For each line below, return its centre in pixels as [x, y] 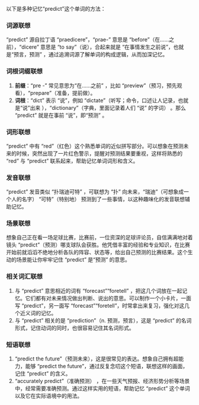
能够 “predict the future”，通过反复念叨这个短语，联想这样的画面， [107, 366]
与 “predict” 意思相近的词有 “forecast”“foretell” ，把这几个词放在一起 [98, 290]
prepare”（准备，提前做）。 [63, 93]
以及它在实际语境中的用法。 [49, 396]
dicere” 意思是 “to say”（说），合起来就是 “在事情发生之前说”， [97, 47]
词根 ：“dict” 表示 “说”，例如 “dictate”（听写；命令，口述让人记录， [96, 100]
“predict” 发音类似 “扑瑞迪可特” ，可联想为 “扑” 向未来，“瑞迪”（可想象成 [95, 192]
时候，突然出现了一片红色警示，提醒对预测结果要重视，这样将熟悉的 [99, 153]
